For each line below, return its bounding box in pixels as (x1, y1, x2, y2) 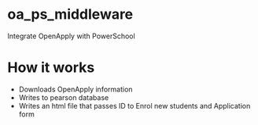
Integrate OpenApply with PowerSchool (7, 31, 135, 41)
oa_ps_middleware (7, 5, 134, 23)
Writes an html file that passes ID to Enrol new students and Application (18, 101, 251, 110)
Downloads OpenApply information (18, 84, 133, 94)
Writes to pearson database (18, 92, 109, 102)
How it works (7, 59, 95, 77)
